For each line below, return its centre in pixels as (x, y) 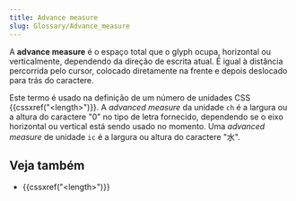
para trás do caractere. (52, 80)
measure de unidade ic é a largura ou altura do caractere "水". (125, 136)
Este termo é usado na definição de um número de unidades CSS (130, 97)
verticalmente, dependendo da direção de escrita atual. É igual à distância (146, 61)
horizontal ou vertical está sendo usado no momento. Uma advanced (137, 126)
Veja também (47, 166)
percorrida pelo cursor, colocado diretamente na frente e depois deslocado (148, 70)
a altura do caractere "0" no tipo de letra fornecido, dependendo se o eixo (147, 117)
